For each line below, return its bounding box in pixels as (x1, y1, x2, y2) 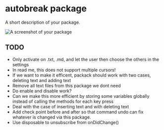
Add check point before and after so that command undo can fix (12, 109, 144, 115)
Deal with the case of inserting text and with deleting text (12, 103, 129, 109)
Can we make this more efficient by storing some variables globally (12, 93, 150, 99)
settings (12, 61, 29, 67)
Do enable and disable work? (12, 87, 72, 94)
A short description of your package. (5, 19, 80, 25)
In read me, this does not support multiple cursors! (12, 67, 116, 73)
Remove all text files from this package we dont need (12, 83, 121, 88)
